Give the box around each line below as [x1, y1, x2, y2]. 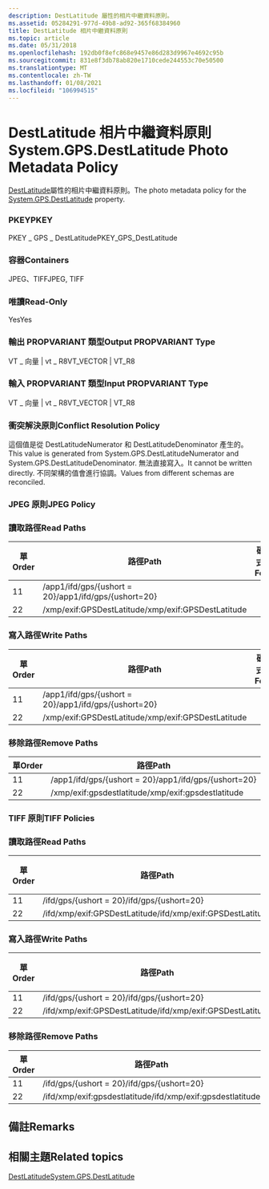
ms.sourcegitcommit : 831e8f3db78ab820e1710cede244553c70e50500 [8, 57, 224, 65]
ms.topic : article [8, 34, 70, 43]
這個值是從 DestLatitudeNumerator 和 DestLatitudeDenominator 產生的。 [8, 440, 248, 449]
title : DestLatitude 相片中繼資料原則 [8, 26, 128, 34]
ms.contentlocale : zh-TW [8, 71, 91, 79]
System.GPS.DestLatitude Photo [8, 141, 229, 159]
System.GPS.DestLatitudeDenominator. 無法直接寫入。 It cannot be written [8, 458, 252, 468]
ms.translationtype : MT [8, 64, 88, 72]
